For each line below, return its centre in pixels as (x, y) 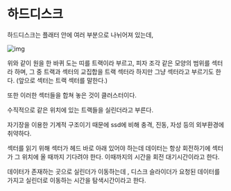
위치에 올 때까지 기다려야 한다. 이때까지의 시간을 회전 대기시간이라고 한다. (121, 156)
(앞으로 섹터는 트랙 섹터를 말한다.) (62, 80)
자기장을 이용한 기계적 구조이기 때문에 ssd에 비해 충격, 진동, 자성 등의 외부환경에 (115, 124)
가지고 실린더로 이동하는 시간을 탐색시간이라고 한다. (77, 180)
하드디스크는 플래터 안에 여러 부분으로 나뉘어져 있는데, (80, 35)
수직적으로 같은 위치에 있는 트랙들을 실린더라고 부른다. (80, 110)
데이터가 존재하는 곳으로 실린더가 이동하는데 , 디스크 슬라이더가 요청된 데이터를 (114, 172)
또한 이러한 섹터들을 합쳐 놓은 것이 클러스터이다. (72, 95)
